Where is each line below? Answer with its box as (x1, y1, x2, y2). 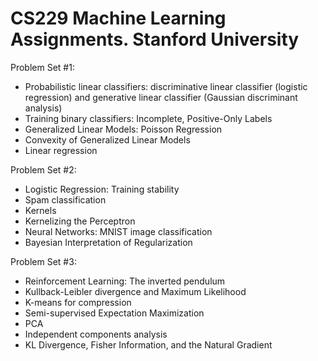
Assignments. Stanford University (10, 28, 300, 51)
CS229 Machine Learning (10, 7, 227, 30)
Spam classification (24, 193, 107, 206)
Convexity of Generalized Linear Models (24, 133, 191, 146)
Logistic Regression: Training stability (24, 183, 180, 195)
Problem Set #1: (10, 61, 75, 73)
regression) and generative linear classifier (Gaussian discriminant (24, 91, 298, 103)
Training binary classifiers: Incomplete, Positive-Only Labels (24, 112, 273, 124)
